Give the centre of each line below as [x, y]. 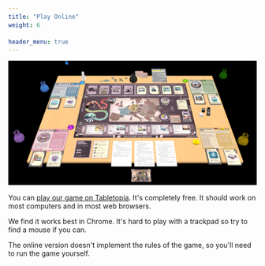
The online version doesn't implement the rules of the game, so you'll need [130, 245]
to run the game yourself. [49, 253]
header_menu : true [38, 42]
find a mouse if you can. [47, 230]
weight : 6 [24, 25]
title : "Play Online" [44, 17]
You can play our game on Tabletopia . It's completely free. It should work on [132, 198]
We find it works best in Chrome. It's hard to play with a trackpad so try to [128, 222]
